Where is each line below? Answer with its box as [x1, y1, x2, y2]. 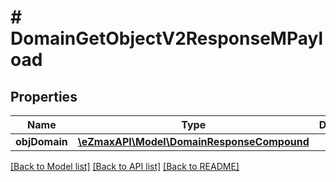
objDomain [15, 135, 68, 148]
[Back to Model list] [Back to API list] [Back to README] [10, 161, 240, 172]
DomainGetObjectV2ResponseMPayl [10, 27, 323, 50]
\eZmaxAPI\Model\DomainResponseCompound [77, 135, 310, 148]
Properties [10, 88, 78, 105]
